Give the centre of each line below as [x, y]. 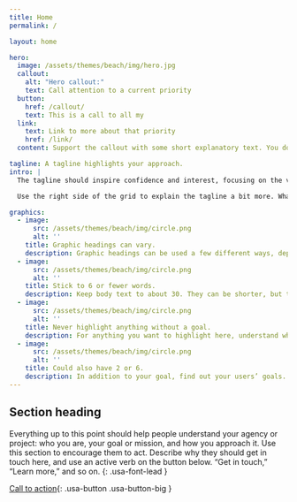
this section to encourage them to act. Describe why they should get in [138, 453]
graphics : [27, 212]
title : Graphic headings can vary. [91, 245]
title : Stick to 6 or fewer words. [91, 286]
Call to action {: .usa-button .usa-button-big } [91, 488]
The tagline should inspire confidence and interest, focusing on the [150, 180]
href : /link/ [49, 140]
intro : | [25, 172]
